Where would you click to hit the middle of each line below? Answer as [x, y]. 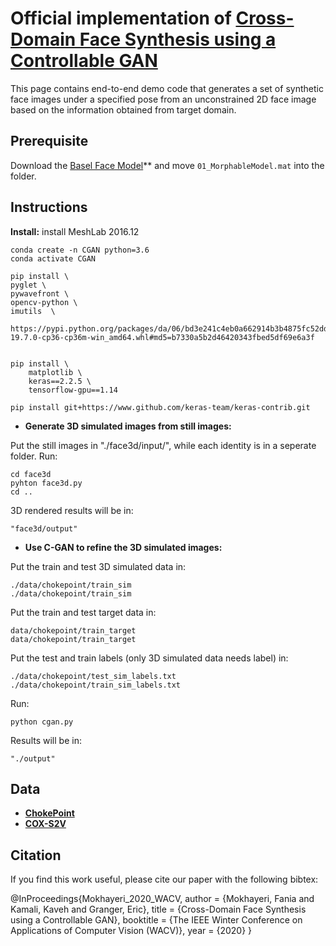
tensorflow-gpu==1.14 [73, 390]
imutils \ [33, 311]
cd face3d [31, 474]
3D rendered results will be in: [72, 510]
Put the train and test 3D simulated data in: [98, 566]
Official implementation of [121, 18]
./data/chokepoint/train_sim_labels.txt [96, 685]
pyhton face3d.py [46, 483]
